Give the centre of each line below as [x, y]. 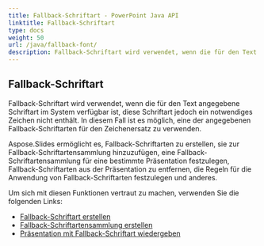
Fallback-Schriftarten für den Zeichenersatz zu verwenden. [105, 128]
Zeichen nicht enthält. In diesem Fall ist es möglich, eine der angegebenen [130, 120]
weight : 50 [26, 38]
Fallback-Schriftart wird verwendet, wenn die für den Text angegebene [124, 103]
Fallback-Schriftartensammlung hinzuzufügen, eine [92, 152]
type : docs [26, 30]
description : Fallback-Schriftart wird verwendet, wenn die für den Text [133, 52]
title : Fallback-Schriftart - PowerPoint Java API [94, 15]
